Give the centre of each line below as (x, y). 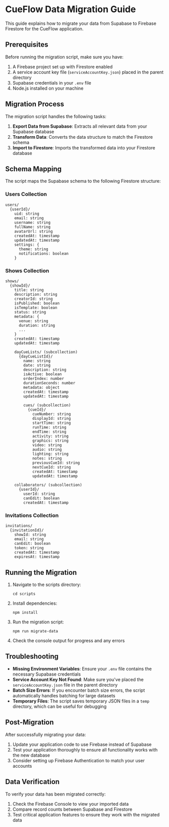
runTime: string (49, 427)
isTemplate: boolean (36, 307)
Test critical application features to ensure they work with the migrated (86, 814)
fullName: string (33, 227)
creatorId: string (34, 299)
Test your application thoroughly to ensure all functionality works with (85, 750)
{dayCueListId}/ (36, 356)
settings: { (27, 245)
